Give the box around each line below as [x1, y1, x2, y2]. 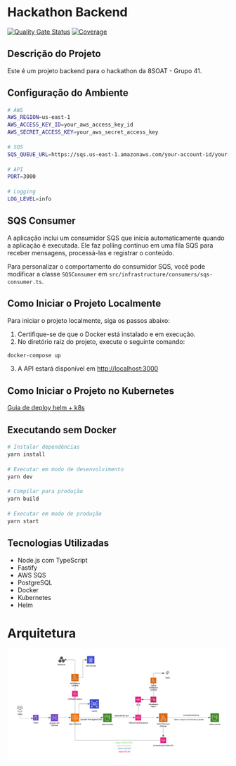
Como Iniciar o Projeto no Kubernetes [7, 385, 174, 397]
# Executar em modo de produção [7, 510, 102, 517]
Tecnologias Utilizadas [7, 537, 110, 549]
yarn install [7, 451, 46, 458]
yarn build [7, 495, 39, 503]
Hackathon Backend [7, 4, 128, 20]
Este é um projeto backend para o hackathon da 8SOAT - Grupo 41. [7, 66, 202, 75]
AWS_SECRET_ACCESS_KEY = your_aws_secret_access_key [7, 129, 159, 136]
